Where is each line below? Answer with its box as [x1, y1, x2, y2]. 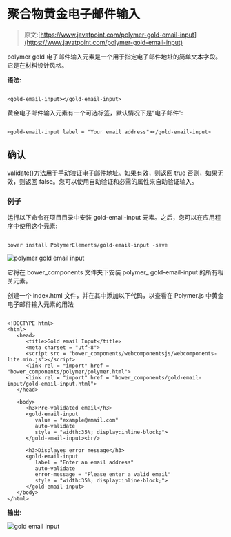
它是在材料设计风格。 [7, 61, 68, 69]
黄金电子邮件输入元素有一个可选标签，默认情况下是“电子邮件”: [7, 109, 183, 117]
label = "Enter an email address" [34, 459, 134, 467]
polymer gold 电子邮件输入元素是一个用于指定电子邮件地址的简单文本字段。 [7, 53, 222, 61]
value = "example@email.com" [34, 417, 119, 424]
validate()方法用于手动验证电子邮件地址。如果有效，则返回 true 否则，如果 [7, 169, 218, 177]
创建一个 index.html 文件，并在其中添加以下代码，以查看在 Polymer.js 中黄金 [7, 292, 224, 300]
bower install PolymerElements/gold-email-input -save [7, 242, 168, 249]
